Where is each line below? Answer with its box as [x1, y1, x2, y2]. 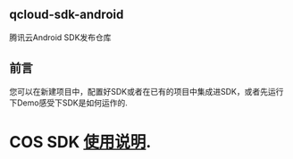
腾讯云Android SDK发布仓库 [9, 31, 112, 43]
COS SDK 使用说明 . [9, 131, 152, 152]
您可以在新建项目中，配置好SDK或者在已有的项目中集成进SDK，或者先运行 [9, 86, 284, 96]
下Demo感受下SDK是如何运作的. [9, 97, 128, 108]
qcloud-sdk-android [9, 7, 124, 22]
